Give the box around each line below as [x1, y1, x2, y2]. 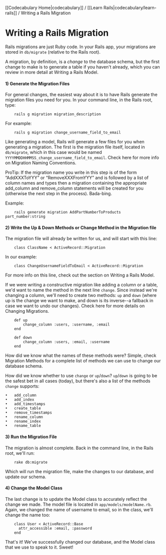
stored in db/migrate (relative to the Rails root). [5, 49, 101, 55]
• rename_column [5, 415, 43, 419]
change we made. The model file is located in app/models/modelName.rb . [5, 501, 152, 507]
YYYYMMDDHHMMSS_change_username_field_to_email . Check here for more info [5, 154, 159, 161]
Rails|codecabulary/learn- [103, 5, 157, 10]
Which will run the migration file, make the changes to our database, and [5, 468, 154, 474]
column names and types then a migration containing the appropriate [5, 180, 147, 186]
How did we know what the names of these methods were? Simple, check [5, 352, 157, 358]
